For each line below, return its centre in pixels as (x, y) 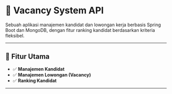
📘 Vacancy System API (55, 11)
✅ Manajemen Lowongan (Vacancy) (52, 74)
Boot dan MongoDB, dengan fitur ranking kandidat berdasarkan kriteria (80, 30)
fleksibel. (15, 35)
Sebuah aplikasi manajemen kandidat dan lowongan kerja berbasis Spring (83, 25)
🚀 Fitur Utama (27, 57)
